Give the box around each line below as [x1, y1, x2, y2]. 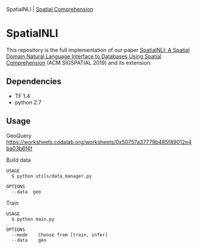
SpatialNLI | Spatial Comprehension [6, 6, 94, 13]
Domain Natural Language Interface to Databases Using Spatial [6, 53, 162, 60]
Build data [6, 156, 31, 163]
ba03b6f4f [6, 144, 33, 152]
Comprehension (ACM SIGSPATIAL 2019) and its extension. [6, 59, 152, 66]
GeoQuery [6, 132, 32, 139]
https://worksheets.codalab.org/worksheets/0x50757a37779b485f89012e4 [6, 138, 192, 145]
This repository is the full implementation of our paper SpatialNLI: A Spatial [6, 46, 190, 53]
